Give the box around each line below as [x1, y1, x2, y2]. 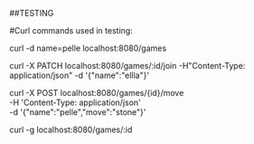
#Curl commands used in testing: [9, 25, 133, 35]
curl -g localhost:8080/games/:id [9, 124, 133, 135]
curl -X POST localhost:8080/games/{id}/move [9, 88, 184, 98]
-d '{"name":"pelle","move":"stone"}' [9, 107, 146, 117]
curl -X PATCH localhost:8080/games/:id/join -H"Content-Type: [9, 61, 246, 71]
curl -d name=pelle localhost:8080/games [9, 43, 167, 53]
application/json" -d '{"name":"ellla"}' [9, 70, 150, 81]
